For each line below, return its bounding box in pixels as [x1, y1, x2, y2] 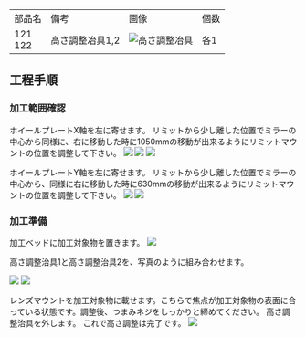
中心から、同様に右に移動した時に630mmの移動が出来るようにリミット [9, 178, 279, 189]
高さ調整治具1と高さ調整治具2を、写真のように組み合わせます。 [9, 256, 249, 268]
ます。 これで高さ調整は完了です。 [57, 317, 186, 328]
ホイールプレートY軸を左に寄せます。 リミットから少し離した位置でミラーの [9, 166, 297, 177]
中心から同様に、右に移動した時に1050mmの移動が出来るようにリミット [9, 136, 281, 147]
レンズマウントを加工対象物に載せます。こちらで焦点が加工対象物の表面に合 [9, 294, 297, 305]
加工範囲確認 [9, 102, 67, 115]
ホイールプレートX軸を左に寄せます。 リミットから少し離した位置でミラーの [9, 124, 297, 135]
